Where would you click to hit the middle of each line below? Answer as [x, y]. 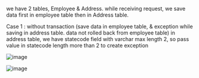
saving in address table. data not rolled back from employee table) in [91, 33]
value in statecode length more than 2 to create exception [77, 45]
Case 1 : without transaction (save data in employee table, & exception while [99, 26]
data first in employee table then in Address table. [68, 15]
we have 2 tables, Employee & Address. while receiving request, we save [96, 9]
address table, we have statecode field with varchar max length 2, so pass [98, 39]
